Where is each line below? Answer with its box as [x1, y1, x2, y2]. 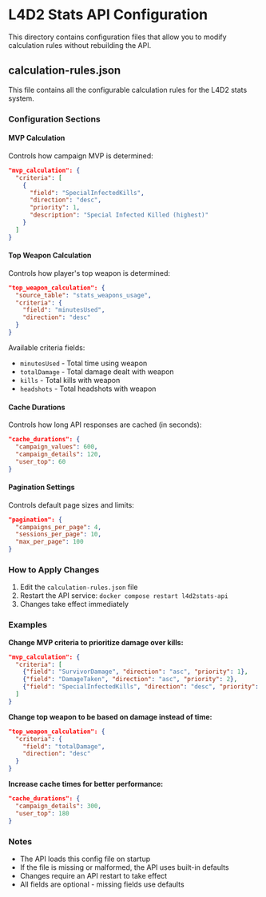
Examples [8, 620, 48, 631]
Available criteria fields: [8, 342, 85, 353]
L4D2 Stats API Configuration [8, 6, 208, 24]
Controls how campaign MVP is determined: [8, 150, 153, 161]
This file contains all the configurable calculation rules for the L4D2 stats [8, 85, 248, 94]
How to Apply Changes [8, 564, 100, 576]
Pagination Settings [8, 482, 75, 492]
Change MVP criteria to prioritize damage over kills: [8, 637, 184, 647]
